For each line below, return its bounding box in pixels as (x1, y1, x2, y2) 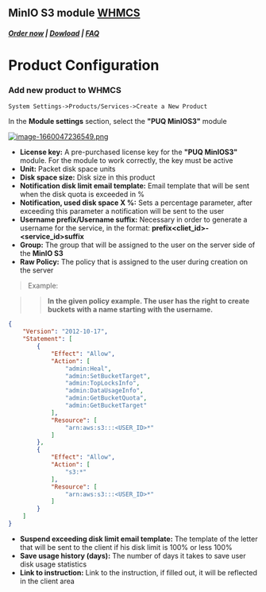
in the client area (19, 576, 75, 586)
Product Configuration (8, 56, 160, 75)
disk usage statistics (19, 559, 87, 569)
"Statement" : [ (22, 335, 73, 343)
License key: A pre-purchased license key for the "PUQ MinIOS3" (19, 147, 238, 157)
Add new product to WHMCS (8, 85, 121, 96)
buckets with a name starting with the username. (47, 305, 213, 315)
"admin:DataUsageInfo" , (64, 387, 145, 395)
